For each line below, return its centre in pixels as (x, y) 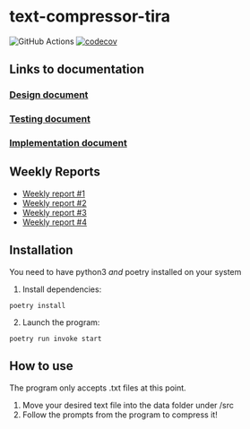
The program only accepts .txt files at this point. (98, 388)
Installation (41, 250)
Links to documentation (77, 69)
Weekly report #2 (54, 202)
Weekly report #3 (54, 212)
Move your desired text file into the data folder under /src (128, 405)
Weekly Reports (55, 172)
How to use (41, 366)
